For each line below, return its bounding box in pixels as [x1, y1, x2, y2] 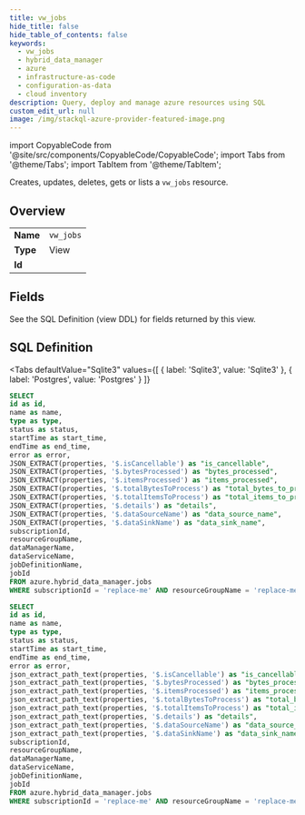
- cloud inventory [17, 89, 88, 98]
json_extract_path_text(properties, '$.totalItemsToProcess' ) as [9, 704, 261, 713]
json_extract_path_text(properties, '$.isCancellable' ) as [9, 669, 238, 679]
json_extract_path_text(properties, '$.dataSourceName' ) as [9, 720, 242, 729]
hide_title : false [9, 22, 79, 31]
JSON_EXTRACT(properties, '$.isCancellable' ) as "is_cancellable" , [9, 458, 271, 468]
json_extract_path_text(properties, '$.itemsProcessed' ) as [9, 687, 242, 696]
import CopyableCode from [9, 140, 112, 151]
